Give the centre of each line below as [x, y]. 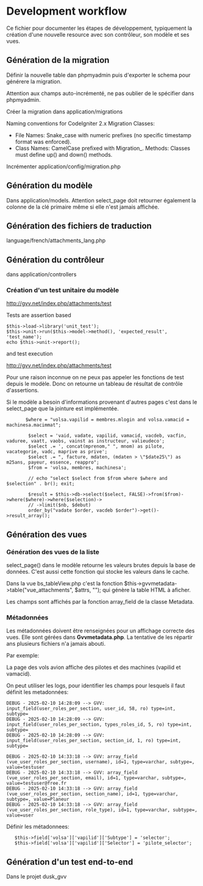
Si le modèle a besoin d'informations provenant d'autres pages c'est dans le [102, 402]
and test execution [30, 354]
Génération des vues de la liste [53, 552]
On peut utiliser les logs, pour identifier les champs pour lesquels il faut [96, 686]
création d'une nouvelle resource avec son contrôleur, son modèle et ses [98, 34]
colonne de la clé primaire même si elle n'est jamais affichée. [83, 207]
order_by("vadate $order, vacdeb [71, 510]
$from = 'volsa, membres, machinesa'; [77, 468]
